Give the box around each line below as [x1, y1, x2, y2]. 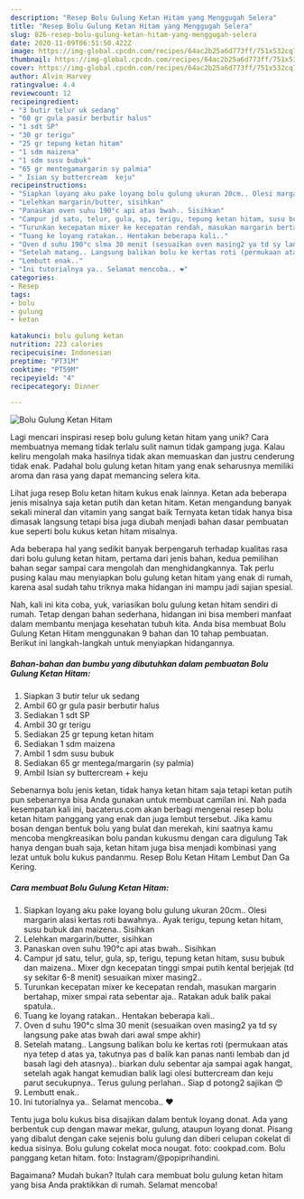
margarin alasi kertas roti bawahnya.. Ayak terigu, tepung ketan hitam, [23, 915, 283, 926]
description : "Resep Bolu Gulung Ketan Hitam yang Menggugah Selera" [10, 13, 278, 23]
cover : [10, 64, 35, 73]
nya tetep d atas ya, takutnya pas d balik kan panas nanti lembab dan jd [23, 1048, 290, 1060]
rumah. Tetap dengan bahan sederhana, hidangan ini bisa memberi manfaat [10, 609, 292, 620]
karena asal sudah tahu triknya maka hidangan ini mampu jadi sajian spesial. [10, 582, 294, 593]
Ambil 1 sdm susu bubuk [23, 748, 115, 759]
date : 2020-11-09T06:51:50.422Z [10, 38, 132, 48]
